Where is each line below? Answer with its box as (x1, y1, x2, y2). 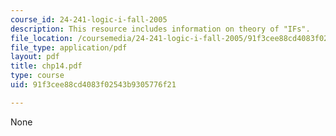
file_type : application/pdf (10, 42, 128, 53)
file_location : (10, 33, 74, 43)
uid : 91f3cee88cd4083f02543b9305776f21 (10, 80, 177, 90)
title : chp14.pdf (10, 61, 83, 71)
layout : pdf (10, 52, 60, 62)
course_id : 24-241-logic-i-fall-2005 (10, 14, 168, 25)
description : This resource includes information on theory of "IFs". (10, 24, 311, 34)
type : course (10, 71, 65, 81)
